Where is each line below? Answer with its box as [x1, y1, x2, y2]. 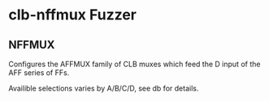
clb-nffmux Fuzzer [8, 6, 137, 24]
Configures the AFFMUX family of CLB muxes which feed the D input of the [8, 59, 261, 69]
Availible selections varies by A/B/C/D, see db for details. [8, 83, 199, 93]
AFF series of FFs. [8, 68, 70, 78]
